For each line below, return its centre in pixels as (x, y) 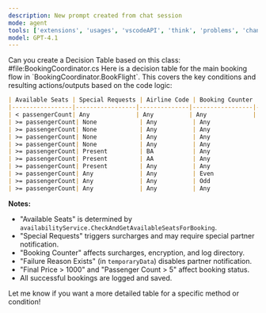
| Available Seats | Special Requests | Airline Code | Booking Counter (131, 100)
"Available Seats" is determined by (76, 219)
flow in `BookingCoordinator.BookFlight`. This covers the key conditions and (132, 77)
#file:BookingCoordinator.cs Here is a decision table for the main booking (128, 69)
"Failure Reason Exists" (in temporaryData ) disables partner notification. (136, 261)
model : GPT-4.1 (33, 38)
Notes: (20, 204)
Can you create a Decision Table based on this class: (94, 60)
